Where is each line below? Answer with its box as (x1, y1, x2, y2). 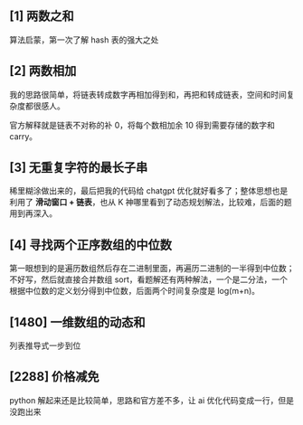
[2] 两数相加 (9, 63, 77, 79)
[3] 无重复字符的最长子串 (9, 160, 148, 175)
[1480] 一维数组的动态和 (9, 315, 146, 330)
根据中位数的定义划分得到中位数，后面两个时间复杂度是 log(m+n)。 (9, 286, 260, 297)
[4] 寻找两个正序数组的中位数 (9, 237, 173, 252)
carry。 (9, 130, 38, 142)
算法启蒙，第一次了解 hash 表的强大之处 (9, 34, 159, 45)
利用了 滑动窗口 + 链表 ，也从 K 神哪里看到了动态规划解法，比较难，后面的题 (9, 197, 292, 208)
